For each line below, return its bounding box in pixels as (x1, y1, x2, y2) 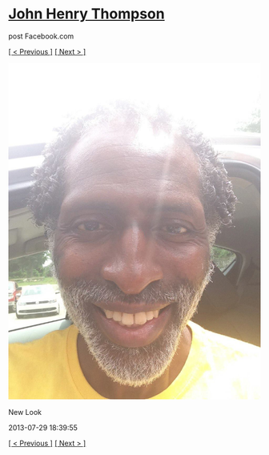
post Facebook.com (8, 31, 74, 41)
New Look (8, 407, 42, 417)
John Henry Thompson (8, 5, 166, 23)
